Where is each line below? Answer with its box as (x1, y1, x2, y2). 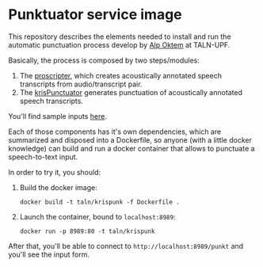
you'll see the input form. (8, 250, 90, 259)
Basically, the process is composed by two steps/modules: (8, 55, 200, 65)
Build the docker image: (19, 182, 97, 192)
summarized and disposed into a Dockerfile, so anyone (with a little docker (8, 135, 252, 144)
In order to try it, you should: (8, 167, 101, 177)
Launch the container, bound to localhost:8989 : (19, 212, 176, 221)
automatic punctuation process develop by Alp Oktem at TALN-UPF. (8, 40, 231, 49)
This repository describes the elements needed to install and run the (8, 32, 231, 41)
